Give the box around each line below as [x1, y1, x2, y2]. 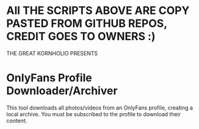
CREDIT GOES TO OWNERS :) [6, 30, 156, 43]
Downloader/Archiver [6, 84, 118, 98]
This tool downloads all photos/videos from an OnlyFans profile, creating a [6, 104, 194, 111]
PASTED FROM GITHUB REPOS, [6, 16, 167, 30]
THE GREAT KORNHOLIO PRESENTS [6, 49, 99, 57]
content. [6, 117, 27, 124]
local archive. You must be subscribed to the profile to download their [6, 110, 181, 117]
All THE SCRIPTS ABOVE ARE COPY [6, 4, 190, 18]
